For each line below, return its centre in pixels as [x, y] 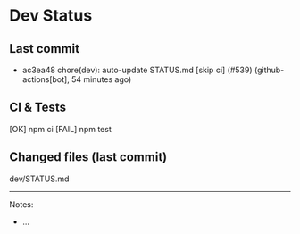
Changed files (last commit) [88, 157]
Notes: [21, 204]
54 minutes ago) [101, 79]
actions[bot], [46, 79]
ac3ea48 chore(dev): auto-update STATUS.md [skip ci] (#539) [137, 70]
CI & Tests [38, 108]
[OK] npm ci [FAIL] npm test [60, 129]
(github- [269, 70]
